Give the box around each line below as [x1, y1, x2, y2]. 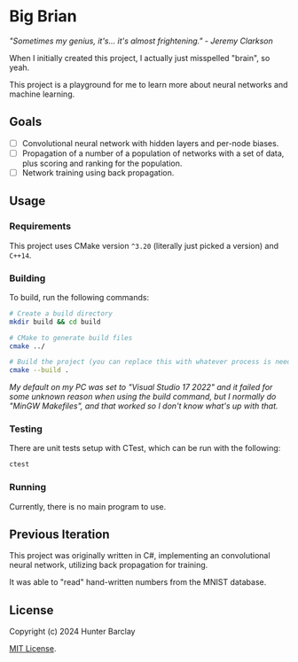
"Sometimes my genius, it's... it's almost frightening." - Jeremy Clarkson [9, 35, 273, 46]
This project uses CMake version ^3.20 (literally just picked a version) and [9, 240, 279, 251]
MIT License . [9, 643, 57, 654]
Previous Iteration [9, 527, 110, 542]
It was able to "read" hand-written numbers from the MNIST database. [9, 577, 267, 588]
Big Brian [9, 6, 77, 27]
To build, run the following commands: [9, 292, 149, 302]
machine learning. [9, 89, 75, 99]
